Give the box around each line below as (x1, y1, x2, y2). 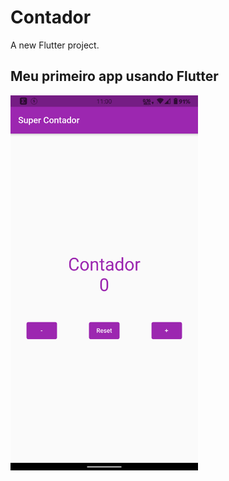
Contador (10, 6, 92, 29)
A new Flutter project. (10, 39, 100, 51)
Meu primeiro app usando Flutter (10, 68, 219, 85)
